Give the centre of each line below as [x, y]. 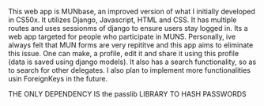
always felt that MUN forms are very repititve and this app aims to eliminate [131, 45]
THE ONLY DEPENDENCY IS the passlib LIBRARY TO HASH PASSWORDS [127, 94]
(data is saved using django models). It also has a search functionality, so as [132, 62]
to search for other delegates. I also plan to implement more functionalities [130, 70]
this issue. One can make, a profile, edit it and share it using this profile [124, 53]
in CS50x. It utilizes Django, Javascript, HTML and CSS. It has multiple [123, 20]
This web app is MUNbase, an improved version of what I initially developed [132, 11]
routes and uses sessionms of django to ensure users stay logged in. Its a [128, 28]
